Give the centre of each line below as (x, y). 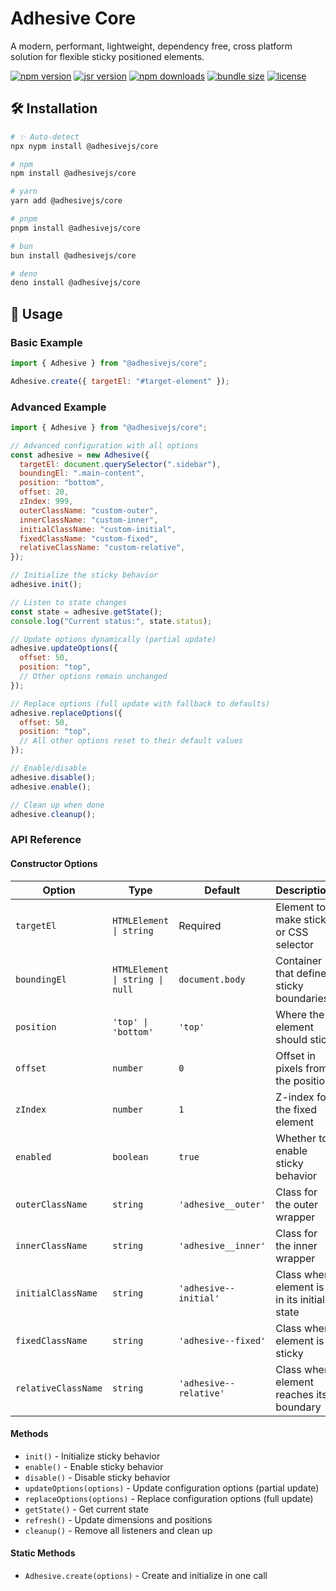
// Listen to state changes (69, 602)
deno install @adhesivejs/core (75, 283)
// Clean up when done (57, 805)
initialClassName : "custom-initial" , (98, 529)
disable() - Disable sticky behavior (97, 1477)
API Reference (46, 840)
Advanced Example (58, 407)
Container (299, 960)
